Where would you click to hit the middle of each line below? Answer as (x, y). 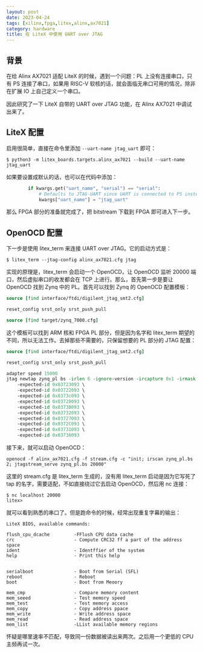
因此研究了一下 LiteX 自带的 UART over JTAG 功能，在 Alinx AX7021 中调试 (99, 104)
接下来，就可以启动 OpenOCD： (46, 447)
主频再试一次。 (25, 644)
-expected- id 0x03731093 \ (51, 430)
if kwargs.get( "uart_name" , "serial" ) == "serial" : (95, 188)
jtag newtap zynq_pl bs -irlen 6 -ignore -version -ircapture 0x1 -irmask (101, 379)
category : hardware (31, 29)
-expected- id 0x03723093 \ (51, 385)
